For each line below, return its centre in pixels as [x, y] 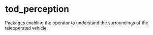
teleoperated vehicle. [27, 28]
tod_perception [37, 9]
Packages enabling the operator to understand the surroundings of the [77, 23]
